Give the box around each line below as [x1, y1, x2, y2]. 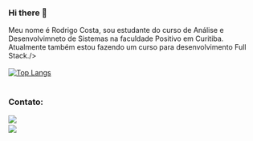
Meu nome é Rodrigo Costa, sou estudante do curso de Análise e [8, 26, 224, 35]
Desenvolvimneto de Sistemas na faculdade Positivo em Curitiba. [8, 34, 224, 43]
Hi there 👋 [8, 7, 48, 18]
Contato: [8, 96, 44, 107]
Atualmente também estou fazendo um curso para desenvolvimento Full [8, 42, 247, 52]
